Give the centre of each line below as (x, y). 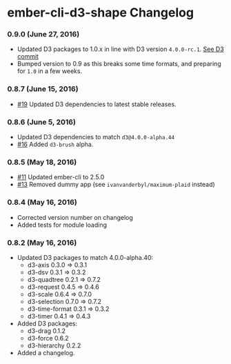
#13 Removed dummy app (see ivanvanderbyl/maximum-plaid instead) (116, 185)
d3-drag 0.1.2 (47, 331)
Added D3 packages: (47, 323)
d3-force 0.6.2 (48, 338)
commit (28, 57)
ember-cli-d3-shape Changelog (101, 13)
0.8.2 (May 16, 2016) (42, 243)
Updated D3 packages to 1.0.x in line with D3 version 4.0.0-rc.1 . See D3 (120, 49)
